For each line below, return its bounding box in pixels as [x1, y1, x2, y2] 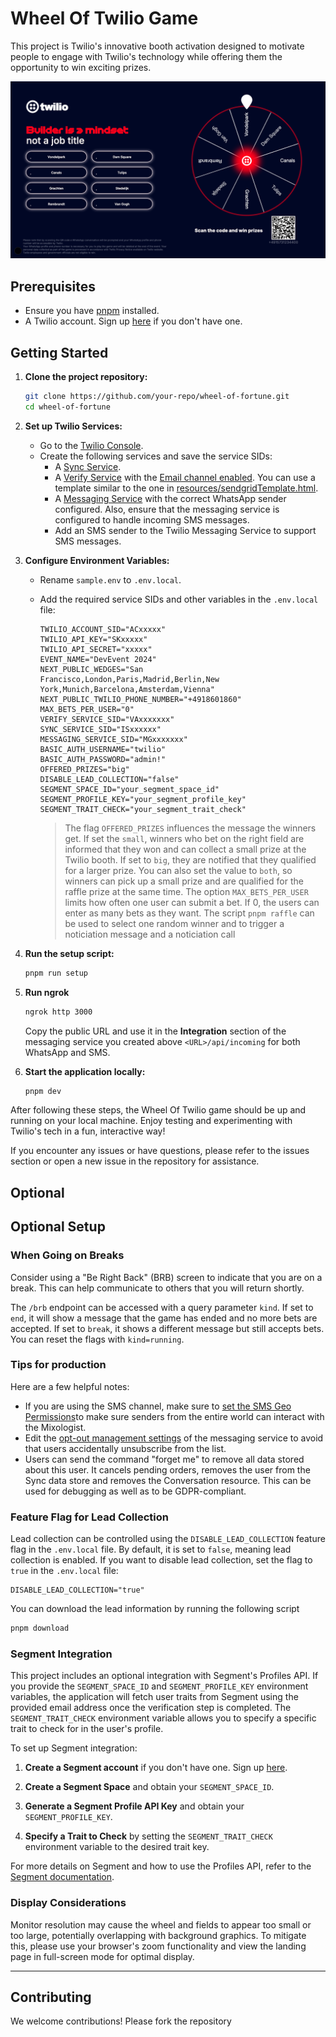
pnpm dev [24, 1086, 62, 1096]
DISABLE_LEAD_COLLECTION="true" [10, 1585, 145, 1596]
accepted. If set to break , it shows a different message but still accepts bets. [10, 1322, 325, 1334]
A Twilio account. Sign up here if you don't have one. [24, 315, 243, 327]
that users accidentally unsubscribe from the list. [24, 1442, 227, 1454]
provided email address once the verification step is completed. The [10, 1702, 292, 1714]
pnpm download [10, 1623, 70, 1634]
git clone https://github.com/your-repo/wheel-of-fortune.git [24, 392, 290, 402]
